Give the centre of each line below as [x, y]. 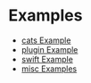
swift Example [47, 59]
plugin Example [50, 49]
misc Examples [49, 69]
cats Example [46, 40]
